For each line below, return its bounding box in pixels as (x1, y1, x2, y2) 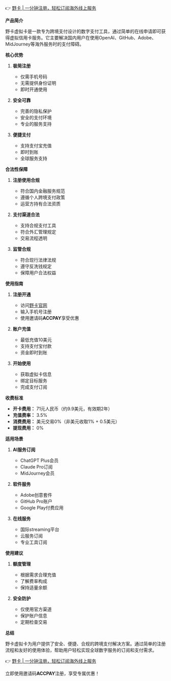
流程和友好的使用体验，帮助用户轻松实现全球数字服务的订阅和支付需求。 (5, 647, 157, 653)
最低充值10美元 (20, 337, 52, 343)
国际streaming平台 (20, 526, 60, 532)
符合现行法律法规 (20, 257, 56, 263)
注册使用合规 (12, 177, 40, 183)
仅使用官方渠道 (20, 606, 52, 612)
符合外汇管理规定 (20, 229, 56, 234)
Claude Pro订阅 (20, 464, 53, 469)
